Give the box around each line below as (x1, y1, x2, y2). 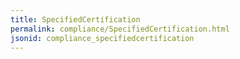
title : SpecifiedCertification (10, 14, 141, 25)
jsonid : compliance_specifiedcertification (10, 33, 195, 43)
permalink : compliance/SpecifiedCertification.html (10, 24, 230, 34)
